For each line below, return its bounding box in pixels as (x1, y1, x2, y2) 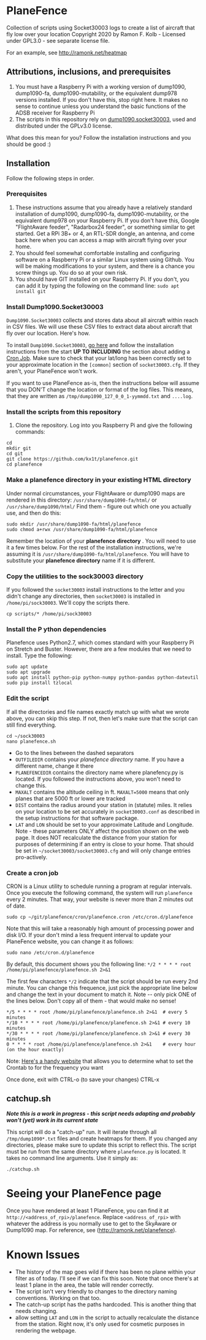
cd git (6, 451, 23, 457)
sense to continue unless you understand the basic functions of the (15, 102, 186, 110)
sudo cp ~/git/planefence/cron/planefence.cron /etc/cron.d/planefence (6, 914, 193, 920)
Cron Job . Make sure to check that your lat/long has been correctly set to (6, 354, 192, 362)
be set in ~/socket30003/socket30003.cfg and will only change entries (15, 847, 191, 854)
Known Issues (6, 1247, 80, 1262)
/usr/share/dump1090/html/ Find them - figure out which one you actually (6, 502, 192, 510)
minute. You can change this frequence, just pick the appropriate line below (6, 984, 197, 991)
